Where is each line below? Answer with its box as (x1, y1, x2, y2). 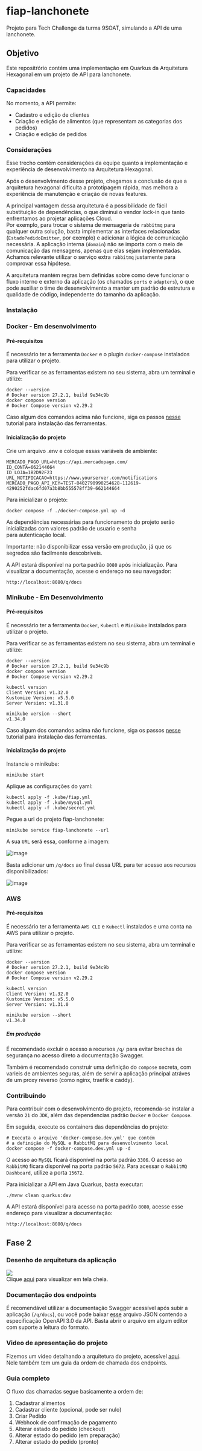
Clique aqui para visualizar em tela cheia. (6, 1276, 109, 1283)
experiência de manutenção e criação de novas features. (6, 191, 148, 198)
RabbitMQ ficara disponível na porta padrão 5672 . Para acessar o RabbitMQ (6, 1162, 188, 1170)
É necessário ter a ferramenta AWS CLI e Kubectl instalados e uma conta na (6, 923, 192, 930)
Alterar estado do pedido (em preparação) (14, 1432, 121, 1439)
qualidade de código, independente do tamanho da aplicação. (6, 291, 160, 298)
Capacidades (6, 86, 46, 94)
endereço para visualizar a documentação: (6, 1210, 113, 1217)
